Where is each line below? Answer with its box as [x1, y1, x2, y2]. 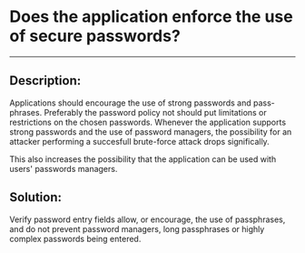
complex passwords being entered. [9, 233, 142, 244]
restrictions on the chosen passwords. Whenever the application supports [9, 116, 287, 127]
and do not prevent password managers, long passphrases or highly [9, 223, 265, 234]
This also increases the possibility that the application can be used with [9, 153, 277, 165]
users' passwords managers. [9, 163, 118, 174]
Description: [9, 73, 82, 88]
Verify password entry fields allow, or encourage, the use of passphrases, [9, 214, 286, 225]
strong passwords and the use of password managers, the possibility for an [9, 126, 292, 137]
